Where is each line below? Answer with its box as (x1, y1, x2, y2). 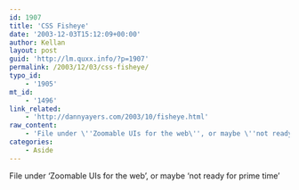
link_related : (9, 104, 62, 113)
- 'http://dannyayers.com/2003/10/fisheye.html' (25, 112, 209, 121)
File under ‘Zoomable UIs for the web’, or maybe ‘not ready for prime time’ (9, 170, 280, 181)
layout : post (9, 46, 58, 55)
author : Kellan (9, 37, 66, 47)
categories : (9, 137, 53, 146)
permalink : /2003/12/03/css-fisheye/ (9, 63, 149, 72)
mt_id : (9, 87, 34, 96)
